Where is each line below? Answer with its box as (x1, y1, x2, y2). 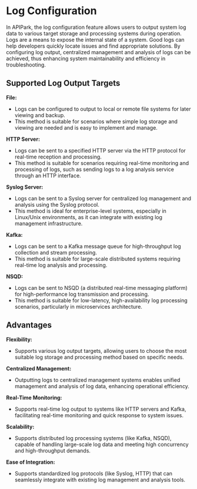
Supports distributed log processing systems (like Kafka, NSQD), (14, 434, 172, 441)
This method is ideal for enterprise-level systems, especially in (14, 207, 166, 214)
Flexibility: (6, 336, 32, 343)
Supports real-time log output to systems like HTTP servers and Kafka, (14, 405, 186, 412)
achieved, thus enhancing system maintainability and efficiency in (6, 55, 166, 62)
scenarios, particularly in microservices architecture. (14, 303, 143, 310)
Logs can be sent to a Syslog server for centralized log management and (14, 194, 192, 201)
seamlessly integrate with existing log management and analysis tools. (14, 476, 186, 483)
